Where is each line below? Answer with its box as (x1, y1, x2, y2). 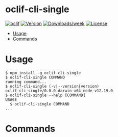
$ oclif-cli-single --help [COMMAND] (5, 93, 86, 98)
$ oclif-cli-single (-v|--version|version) (5, 84, 100, 89)
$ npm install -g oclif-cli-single (5, 70, 81, 75)
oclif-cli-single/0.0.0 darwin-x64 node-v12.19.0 (5, 88, 113, 93)
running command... (5, 79, 47, 85)
